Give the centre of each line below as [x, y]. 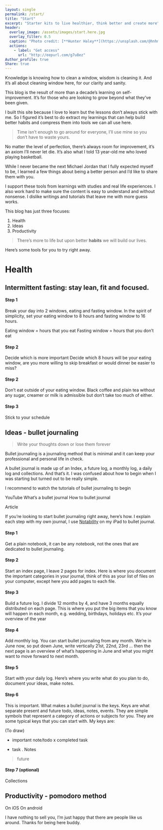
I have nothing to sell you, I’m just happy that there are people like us [73, 817]
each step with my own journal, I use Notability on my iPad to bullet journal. [80, 521]
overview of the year [26, 618]
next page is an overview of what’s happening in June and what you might [79, 651]
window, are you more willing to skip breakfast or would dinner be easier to [80, 363]
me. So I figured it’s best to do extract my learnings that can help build [75, 117]
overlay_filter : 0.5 [30, 37]
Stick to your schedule [27, 417]
